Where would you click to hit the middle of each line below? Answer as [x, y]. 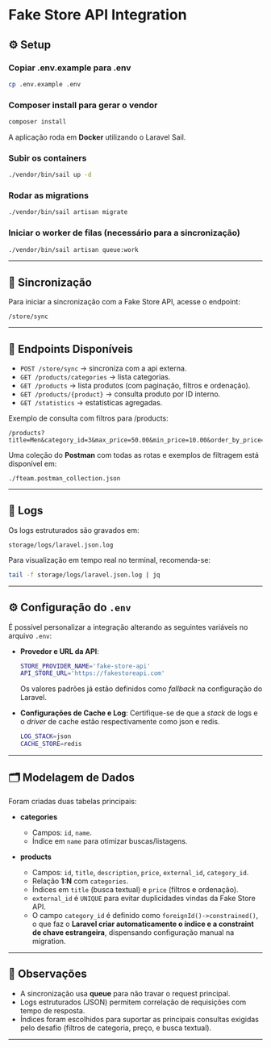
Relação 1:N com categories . [80, 881]
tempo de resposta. [52, 1010]
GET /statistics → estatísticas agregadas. [91, 403]
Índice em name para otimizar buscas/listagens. [110, 840]
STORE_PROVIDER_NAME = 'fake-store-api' [85, 666]
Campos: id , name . [62, 832]
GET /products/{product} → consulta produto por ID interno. [120, 394]
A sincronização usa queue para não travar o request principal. [125, 993]
